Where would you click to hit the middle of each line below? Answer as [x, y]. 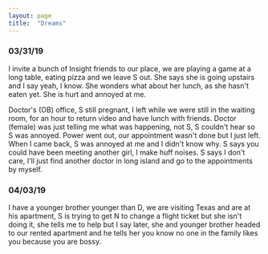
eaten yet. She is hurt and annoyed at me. [77, 94]
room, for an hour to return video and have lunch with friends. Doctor [122, 118]
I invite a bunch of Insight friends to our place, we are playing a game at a [130, 68]
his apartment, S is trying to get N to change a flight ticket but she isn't [125, 216]
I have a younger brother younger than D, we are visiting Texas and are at [130, 208]
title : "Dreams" [37, 23]
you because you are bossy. [55, 242]
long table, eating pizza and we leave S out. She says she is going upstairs [132, 77]
